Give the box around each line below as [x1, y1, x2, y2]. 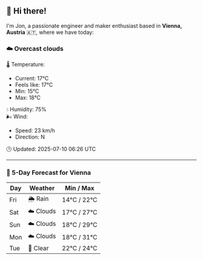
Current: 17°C [14, 75, 49, 82]
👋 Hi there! [6, 6, 47, 16]
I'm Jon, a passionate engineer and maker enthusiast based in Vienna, [6, 22, 182, 29]
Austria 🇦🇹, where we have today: [6, 28, 94, 36]
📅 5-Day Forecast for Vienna [6, 169, 91, 177]
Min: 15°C [14, 88, 39, 95]
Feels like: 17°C [14, 81, 53, 88]
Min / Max [65, 184, 95, 192]
